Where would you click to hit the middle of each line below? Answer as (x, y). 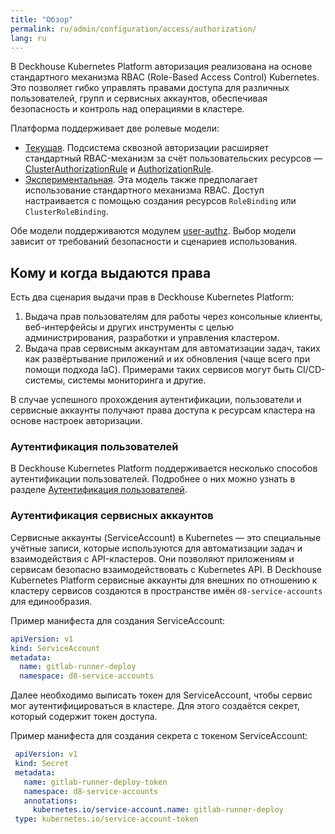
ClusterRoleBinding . (66, 212)
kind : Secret (42, 764)
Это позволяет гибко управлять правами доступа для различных (150, 88)
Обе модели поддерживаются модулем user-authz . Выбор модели (153, 231)
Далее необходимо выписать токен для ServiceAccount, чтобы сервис (161, 695)
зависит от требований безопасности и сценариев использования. (154, 242)
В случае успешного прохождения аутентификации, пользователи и (156, 400)
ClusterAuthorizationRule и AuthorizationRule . (119, 169)
